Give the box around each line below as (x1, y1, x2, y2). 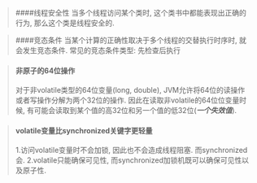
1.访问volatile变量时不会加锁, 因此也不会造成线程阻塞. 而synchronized (15, 146, 248, 155)
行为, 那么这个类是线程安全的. (15, 18, 115, 28)
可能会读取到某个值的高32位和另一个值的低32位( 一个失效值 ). (33, 106, 237, 115)
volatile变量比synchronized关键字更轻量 (15, 125, 153, 135)
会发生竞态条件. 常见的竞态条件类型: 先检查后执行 (15, 46, 181, 55)
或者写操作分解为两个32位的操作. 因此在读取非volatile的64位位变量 (15, 95, 240, 105)
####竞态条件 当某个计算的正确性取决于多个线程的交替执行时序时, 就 (15, 36, 247, 45)
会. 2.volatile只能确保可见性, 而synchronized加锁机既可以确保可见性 (15, 155, 242, 165)
